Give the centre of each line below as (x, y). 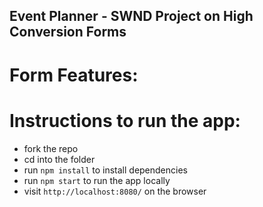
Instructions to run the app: (125, 120)
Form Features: (74, 75)
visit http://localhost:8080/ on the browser (115, 191)
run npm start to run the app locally (97, 180)
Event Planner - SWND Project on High (131, 16)
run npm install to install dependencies (105, 170)
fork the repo (51, 148)
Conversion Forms (68, 32)
